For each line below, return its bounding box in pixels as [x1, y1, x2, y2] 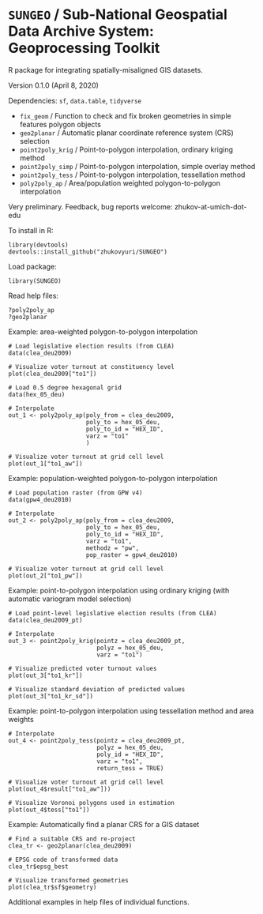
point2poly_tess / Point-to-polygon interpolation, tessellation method [19, 170, 246, 179]
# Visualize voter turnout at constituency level [8, 363, 175, 370]
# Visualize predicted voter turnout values [8, 664, 157, 672]
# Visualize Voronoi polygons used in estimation [8, 799, 175, 807]
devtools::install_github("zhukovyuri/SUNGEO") [8, 247, 168, 256]
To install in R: [8, 225, 54, 235]
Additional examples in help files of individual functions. [8, 897, 190, 906]
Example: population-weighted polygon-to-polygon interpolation [8, 473, 218, 483]
